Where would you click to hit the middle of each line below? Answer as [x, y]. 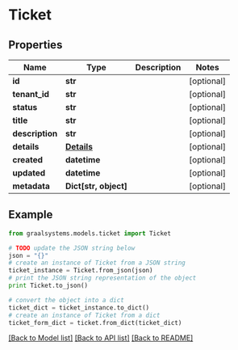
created [27, 160]
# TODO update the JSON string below [72, 248]
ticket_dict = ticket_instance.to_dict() [79, 308]
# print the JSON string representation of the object [102, 278]
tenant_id [31, 94]
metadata [31, 186]
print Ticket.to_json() [48, 286]
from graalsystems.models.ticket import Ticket [90, 233]
